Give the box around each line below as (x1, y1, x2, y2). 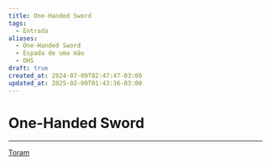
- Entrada (15, 27, 48, 35)
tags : (8, 19, 27, 27)
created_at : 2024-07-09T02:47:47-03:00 (8, 72, 143, 80)
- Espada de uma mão (15, 49, 85, 57)
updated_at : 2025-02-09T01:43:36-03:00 (8, 79, 143, 87)
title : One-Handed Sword (8, 11, 92, 20)
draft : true (8, 64, 48, 72)
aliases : (8, 34, 38, 43)
